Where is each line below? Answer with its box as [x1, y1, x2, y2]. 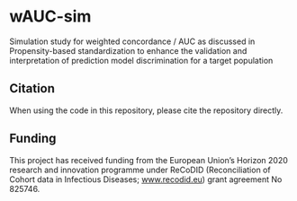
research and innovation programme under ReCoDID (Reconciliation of [9, 164, 272, 175]
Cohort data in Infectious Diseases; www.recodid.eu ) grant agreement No [9, 173, 283, 185]
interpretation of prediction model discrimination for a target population [9, 55, 274, 66]
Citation [9, 81, 56, 96]
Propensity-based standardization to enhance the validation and [9, 45, 247, 56]
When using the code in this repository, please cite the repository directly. [9, 105, 283, 116]
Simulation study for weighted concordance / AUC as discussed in [9, 36, 256, 47]
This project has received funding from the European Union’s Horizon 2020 [9, 154, 288, 165]
